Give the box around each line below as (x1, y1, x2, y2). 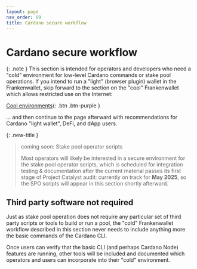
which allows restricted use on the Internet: (6, 91, 113, 98)
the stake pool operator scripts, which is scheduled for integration (20, 161, 183, 168)
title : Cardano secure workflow (6, 20, 87, 26)
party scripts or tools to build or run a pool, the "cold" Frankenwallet (6, 219, 174, 227)
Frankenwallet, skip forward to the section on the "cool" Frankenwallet (6, 84, 179, 91)
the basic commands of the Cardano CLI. (6, 232, 107, 239)
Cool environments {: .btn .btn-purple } (6, 102, 100, 109)
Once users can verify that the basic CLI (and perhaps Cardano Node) (6, 244, 179, 251)
